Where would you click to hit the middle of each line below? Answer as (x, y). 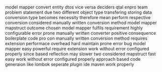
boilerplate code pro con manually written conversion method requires (76, 38)
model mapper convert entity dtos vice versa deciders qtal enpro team (77, 7)
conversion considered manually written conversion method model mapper (81, 23)
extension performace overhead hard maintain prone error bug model (75, 43)
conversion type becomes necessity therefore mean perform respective (78, 17)
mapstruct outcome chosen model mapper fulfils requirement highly (74, 28)
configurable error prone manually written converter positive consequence (81, 33)
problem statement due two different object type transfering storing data (79, 12)
